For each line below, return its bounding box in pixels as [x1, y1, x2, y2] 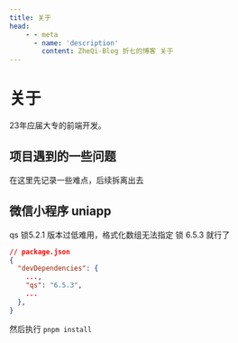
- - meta [25, 30, 59, 39]
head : [9, 22, 30, 31]
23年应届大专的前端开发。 [9, 120, 106, 131]
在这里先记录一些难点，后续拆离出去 [9, 174, 144, 185]
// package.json [9, 247, 70, 256]
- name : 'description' [32, 38, 119, 48]
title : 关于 [9, 13, 51, 23]
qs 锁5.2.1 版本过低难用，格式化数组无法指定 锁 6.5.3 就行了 [9, 229, 230, 240]
